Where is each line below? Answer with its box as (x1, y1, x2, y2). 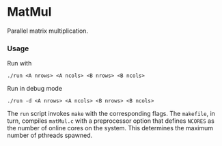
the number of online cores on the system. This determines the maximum (7, 124, 214, 132)
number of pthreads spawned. (7, 131, 93, 140)
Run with (7, 59, 32, 68)
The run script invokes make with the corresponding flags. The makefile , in (7, 110, 215, 118)
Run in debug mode (7, 85, 63, 93)
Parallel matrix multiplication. (7, 27, 89, 35)
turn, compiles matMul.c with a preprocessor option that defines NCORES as (7, 117, 215, 125)
